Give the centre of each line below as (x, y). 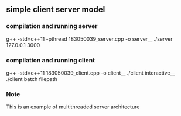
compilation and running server (52, 26)
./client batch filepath (32, 79)
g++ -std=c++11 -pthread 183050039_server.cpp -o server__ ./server (89, 39)
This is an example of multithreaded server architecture (73, 107)
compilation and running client (51, 60)
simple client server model (56, 10)
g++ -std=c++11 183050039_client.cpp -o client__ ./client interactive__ (90, 73)
